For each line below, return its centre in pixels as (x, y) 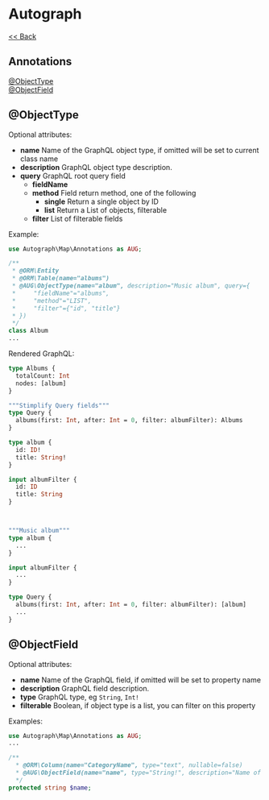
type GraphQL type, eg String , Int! (79, 697)
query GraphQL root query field (73, 176)
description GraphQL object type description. (96, 167)
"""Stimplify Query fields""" (59, 405)
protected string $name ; (50, 788)
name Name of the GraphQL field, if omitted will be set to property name (141, 680)
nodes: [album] (41, 383)
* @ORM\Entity (35, 271)
